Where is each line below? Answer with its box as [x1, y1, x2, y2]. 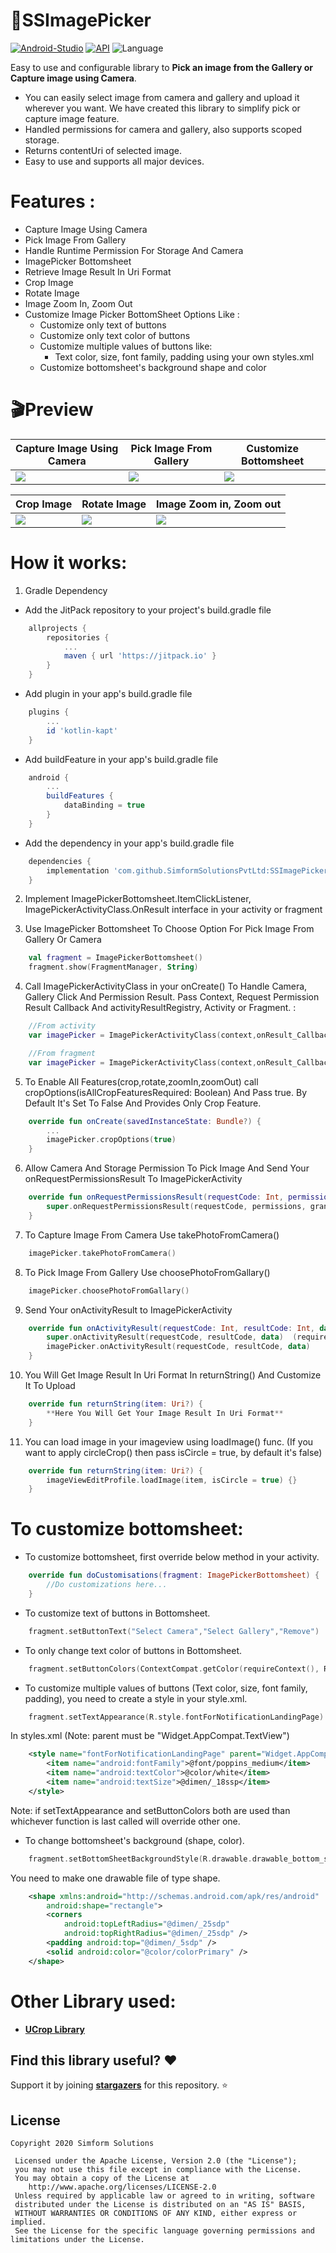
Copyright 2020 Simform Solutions [10, 2139, 155, 2149]
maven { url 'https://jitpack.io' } [63, 651, 217, 661]
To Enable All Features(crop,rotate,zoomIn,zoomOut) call [24, 1075, 259, 1088]
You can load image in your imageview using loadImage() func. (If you [24, 1435, 314, 1448]
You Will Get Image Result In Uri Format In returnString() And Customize [24, 1369, 322, 1381]
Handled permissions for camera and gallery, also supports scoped [24, 123, 303, 135]
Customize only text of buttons [39, 319, 167, 331]
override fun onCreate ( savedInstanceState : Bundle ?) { [28, 1116, 262, 1126]
